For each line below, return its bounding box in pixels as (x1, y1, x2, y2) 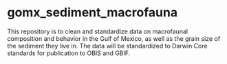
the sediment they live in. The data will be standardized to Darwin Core (7, 42, 208, 50)
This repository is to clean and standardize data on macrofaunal (7, 27, 188, 35)
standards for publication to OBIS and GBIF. (7, 49, 131, 57)
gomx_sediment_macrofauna (7, 5, 177, 20)
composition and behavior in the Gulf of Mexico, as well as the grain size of (7, 34, 221, 42)
